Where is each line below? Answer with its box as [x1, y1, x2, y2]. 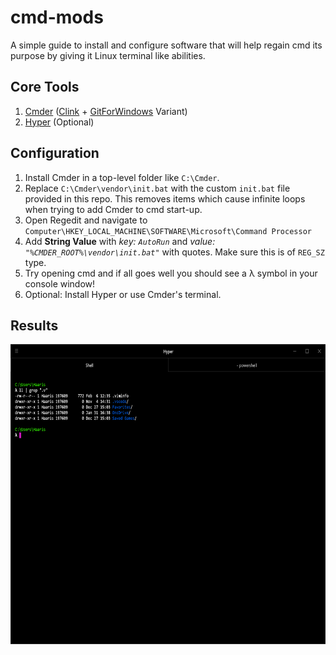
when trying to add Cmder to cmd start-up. [24, 203, 203, 215]
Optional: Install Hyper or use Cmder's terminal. [24, 288, 222, 300]
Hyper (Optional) [24, 116, 95, 128]
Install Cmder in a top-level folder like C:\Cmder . [24, 171, 220, 183]
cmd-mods [10, 6, 104, 29]
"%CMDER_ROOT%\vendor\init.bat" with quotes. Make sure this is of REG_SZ [24, 246, 325, 258]
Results [10, 317, 59, 334]
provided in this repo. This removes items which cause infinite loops [24, 192, 306, 205]
